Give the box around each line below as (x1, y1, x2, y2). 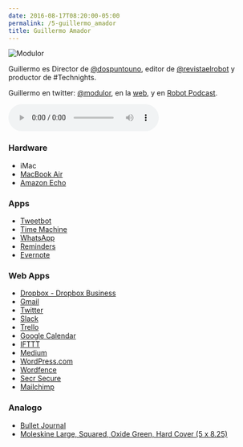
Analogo (8, 402, 43, 413)
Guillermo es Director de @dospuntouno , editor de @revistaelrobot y (8, 64, 235, 74)
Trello (19, 323, 39, 332)
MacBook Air (19, 169, 63, 179)
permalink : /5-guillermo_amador (8, 19, 116, 27)
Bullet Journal (19, 421, 67, 430)
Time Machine (19, 224, 68, 234)
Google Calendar (19, 331, 76, 341)
